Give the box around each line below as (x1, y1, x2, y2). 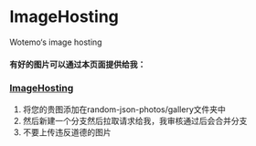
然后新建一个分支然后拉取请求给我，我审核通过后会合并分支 (22, 115, 248, 126)
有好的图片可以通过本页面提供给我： (9, 58, 146, 69)
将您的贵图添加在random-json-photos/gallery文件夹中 (22, 103, 227, 115)
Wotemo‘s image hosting (9, 36, 102, 47)
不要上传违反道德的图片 (22, 126, 112, 138)
